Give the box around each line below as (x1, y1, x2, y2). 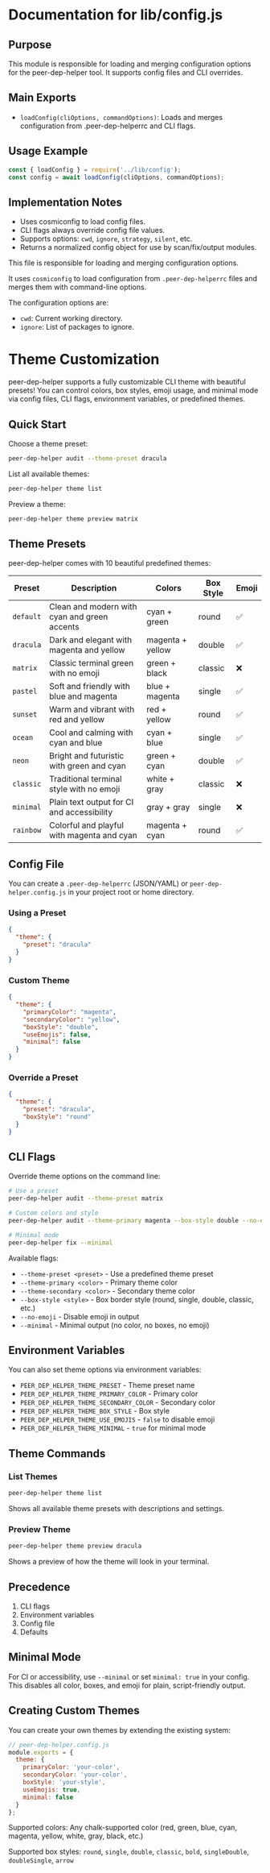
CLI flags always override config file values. (19, 226, 166, 235)
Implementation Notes (8, 195, 123, 209)
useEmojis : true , (22, 1785, 81, 1794)
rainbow (12, 826, 42, 835)
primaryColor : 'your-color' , (22, 1763, 121, 1771)
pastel (12, 687, 38, 696)
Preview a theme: (8, 499, 66, 509)
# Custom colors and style (8, 1209, 99, 1218)
